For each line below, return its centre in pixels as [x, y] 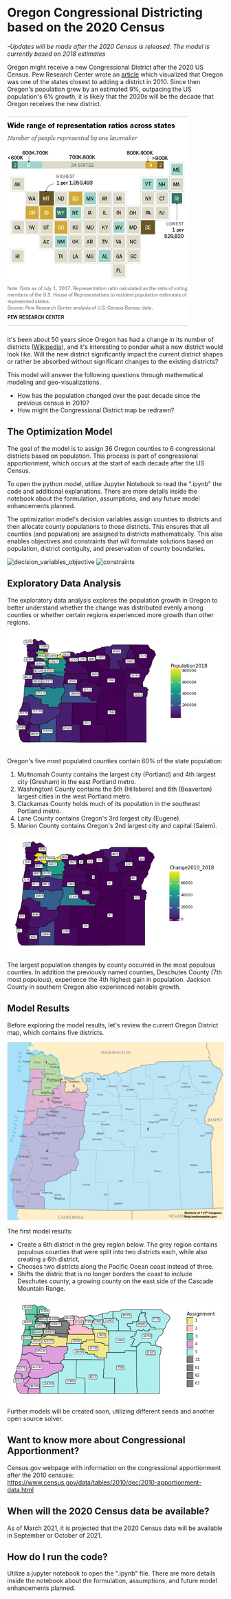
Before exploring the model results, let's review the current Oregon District [113, 1025]
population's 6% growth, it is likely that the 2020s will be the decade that [111, 96]
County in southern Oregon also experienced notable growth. [94, 987]
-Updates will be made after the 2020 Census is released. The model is [108, 46]
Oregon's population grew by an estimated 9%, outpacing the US [99, 89]
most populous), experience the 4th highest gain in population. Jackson [109, 980]
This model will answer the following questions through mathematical [105, 374]
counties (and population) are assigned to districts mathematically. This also [115, 534]
